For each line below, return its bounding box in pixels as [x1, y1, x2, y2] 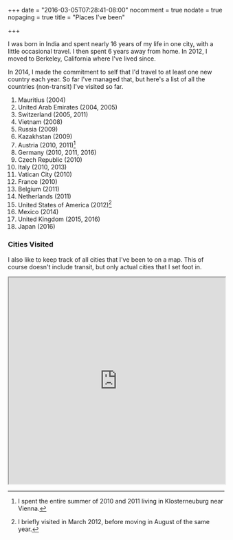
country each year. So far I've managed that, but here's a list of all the [8, 75, 206, 83]
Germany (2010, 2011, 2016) [17, 148, 97, 156]
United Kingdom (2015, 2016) [17, 215, 100, 223]
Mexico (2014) [17, 208, 59, 216]
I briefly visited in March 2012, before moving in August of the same [17, 517, 210, 526]
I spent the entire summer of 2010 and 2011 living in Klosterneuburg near [17, 497, 224, 505]
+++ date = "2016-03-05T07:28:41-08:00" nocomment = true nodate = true [8, 6, 223, 14]
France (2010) [17, 177, 58, 185]
